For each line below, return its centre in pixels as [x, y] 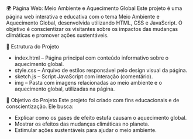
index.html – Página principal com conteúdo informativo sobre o [91, 58]
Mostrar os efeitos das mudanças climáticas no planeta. [82, 124]
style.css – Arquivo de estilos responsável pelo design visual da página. [101, 70]
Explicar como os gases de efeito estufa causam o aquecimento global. [101, 118]
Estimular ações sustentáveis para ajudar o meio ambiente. [85, 130]
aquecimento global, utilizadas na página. [65, 89]
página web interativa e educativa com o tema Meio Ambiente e [83, 17]
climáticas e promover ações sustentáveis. [58, 35]
